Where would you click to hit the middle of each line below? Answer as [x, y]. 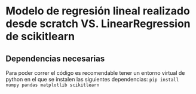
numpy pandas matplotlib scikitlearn [53, 85]
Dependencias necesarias [55, 58]
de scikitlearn [40, 37]
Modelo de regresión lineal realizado [98, 11]
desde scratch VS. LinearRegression [98, 24]
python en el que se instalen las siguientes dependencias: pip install [92, 79]
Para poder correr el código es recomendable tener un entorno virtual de [95, 73]
